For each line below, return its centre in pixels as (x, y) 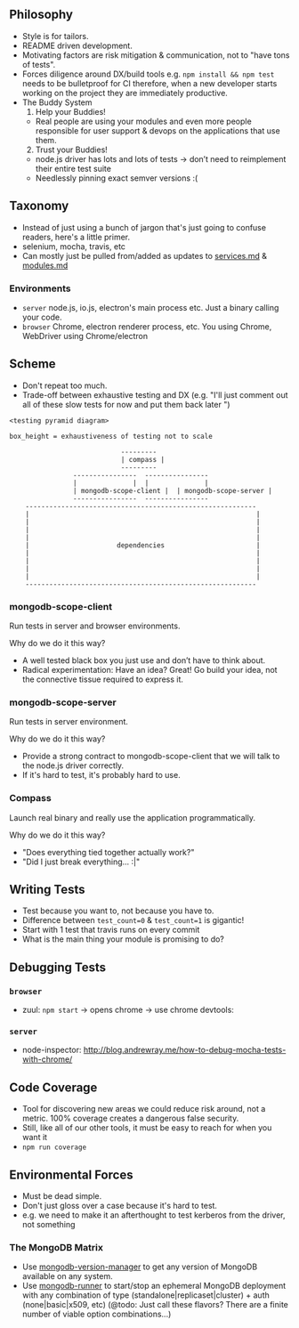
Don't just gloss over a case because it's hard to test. (120, 1206)
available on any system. (67, 1276)
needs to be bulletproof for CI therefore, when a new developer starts (149, 83)
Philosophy (41, 15)
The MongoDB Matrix (57, 1247)
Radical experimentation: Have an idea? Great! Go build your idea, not (149, 670)
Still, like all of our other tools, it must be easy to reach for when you (147, 1128)
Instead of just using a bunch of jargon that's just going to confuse (144, 227)
